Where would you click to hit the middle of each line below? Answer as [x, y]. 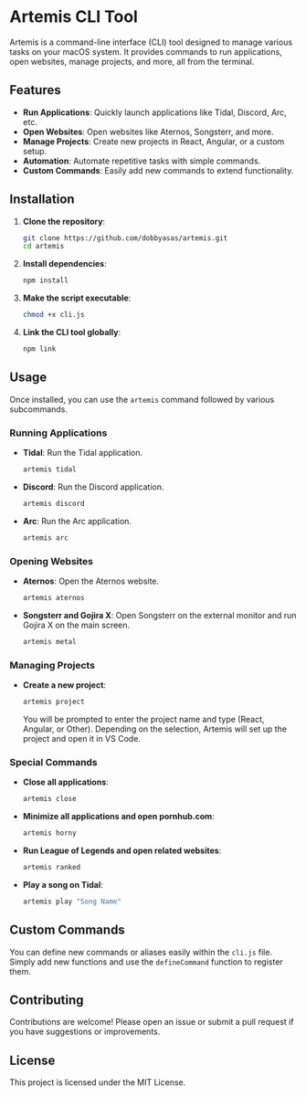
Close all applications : [66, 782]
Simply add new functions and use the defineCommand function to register [146, 962]
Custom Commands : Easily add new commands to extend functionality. [158, 170]
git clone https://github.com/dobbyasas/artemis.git [125, 238]
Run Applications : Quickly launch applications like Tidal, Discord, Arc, [155, 112]
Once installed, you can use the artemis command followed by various [142, 399]
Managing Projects [53, 665]
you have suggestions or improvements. [85, 1032]
